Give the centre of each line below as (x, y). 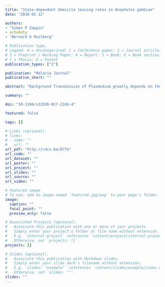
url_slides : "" (21, 172)
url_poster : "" (21, 163)
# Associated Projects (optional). (41, 222)
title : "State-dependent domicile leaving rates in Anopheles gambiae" (80, 10)
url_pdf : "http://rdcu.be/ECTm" (38, 149)
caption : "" (22, 204)
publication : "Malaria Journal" (38, 73)
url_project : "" (22, 168)
